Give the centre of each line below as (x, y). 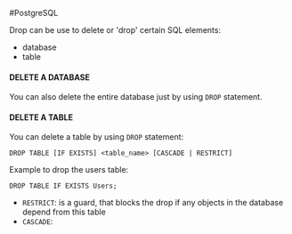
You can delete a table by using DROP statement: (97, 137)
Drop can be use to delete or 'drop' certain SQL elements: (115, 30)
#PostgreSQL (34, 13)
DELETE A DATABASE (50, 77)
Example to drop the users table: (69, 170)
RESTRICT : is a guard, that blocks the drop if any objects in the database (153, 203)
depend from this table (64, 212)
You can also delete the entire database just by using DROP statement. (136, 97)
